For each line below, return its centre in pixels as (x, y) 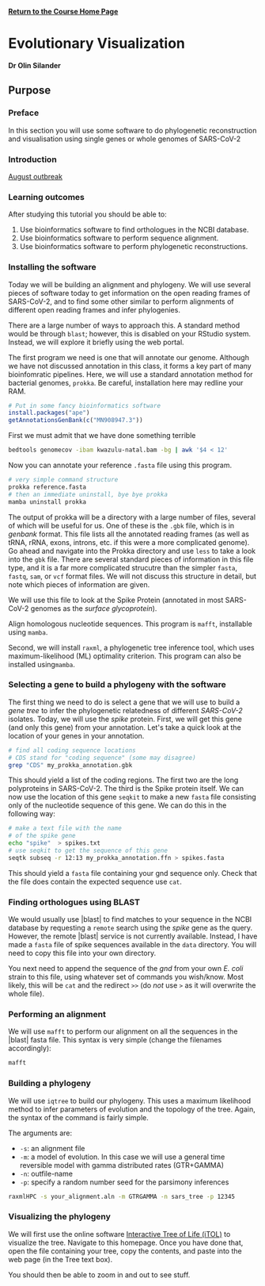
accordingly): (30, 1048)
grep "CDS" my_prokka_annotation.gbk (70, 765)
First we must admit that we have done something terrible (102, 436)
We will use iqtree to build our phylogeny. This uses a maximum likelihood (130, 1100)
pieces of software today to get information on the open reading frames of (129, 293)
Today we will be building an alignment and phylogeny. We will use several (130, 284)
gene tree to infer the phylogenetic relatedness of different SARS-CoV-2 (125, 710)
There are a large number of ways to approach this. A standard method (124, 325)
